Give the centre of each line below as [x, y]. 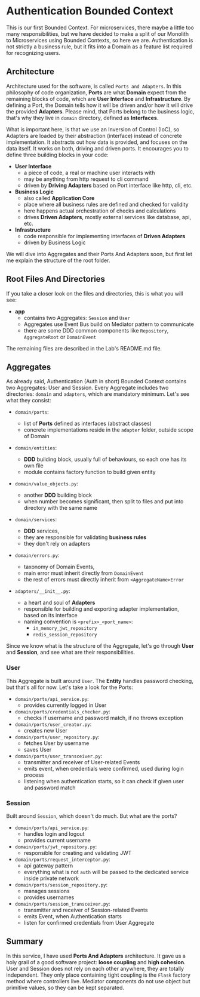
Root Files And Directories [56, 279]
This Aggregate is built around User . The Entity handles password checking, [100, 681]
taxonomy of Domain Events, [59, 567]
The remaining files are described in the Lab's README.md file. [84, 348]
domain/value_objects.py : [47, 484]
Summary [25, 941]
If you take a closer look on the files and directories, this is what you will [95, 293]
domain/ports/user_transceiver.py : [59, 756]
